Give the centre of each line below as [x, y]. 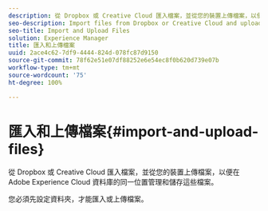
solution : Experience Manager [59, 38]
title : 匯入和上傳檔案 [42, 46]
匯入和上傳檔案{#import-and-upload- [134, 131]
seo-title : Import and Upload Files [69, 30]
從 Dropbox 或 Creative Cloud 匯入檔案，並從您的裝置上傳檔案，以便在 [124, 172]
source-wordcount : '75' [48, 75]
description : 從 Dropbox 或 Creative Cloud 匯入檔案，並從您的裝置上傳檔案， [130, 16]
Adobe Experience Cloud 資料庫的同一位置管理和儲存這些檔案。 [113, 182]
